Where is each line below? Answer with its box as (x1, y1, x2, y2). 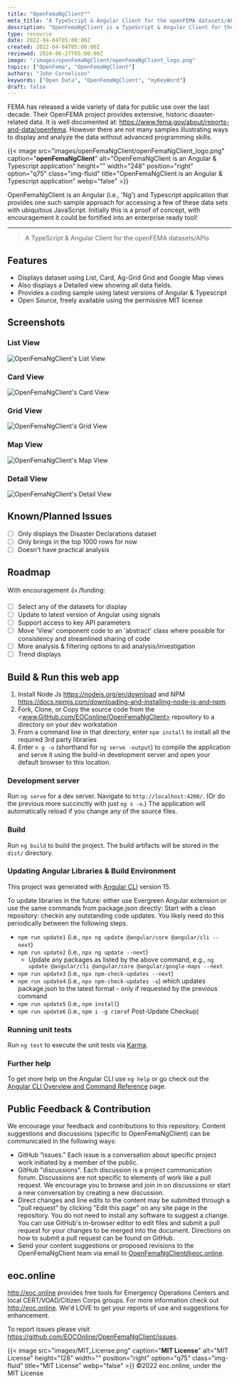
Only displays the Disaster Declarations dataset (17, 529, 156, 538)
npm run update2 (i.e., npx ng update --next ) (17, 948, 149, 956)
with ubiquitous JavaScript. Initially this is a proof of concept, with (7, 206, 201, 214)
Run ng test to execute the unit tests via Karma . (7, 1041, 148, 1049)
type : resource (7, 30, 53, 38)
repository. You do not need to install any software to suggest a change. (17, 1211, 229, 1220)
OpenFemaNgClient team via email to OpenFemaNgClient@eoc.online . (17, 1249, 225, 1258)
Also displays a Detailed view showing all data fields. (17, 281, 173, 290)
